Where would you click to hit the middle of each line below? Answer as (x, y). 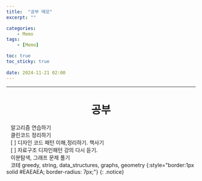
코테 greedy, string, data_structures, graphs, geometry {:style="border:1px (102, 165)
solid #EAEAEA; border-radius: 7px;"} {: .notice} (65, 172)
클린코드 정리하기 (31, 135)
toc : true (19, 56)
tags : (13, 40)
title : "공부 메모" (29, 12)
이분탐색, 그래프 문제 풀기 (40, 158)
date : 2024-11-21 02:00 (36, 73)
